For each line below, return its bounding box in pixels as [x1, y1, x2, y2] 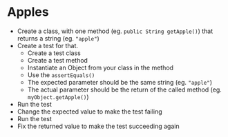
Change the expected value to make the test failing [17, 107, 162, 116]
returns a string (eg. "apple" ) [17, 34, 100, 42]
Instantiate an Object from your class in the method [27, 63, 174, 72]
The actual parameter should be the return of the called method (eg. [27, 85, 222, 94]
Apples [7, 4, 50, 20]
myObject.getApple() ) [27, 92, 89, 101]
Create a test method [27, 56, 88, 64]
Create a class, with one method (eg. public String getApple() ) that [17, 27, 213, 35]
